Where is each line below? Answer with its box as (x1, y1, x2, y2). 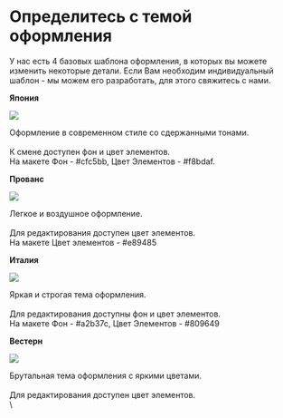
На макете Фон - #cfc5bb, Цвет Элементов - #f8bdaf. (9, 156, 215, 167)
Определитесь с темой (9, 6, 193, 27)
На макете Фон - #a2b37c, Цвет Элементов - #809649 (9, 317, 220, 328)
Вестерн (9, 335, 43, 346)
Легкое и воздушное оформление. (9, 208, 143, 219)
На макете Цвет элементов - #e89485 (9, 237, 156, 248)
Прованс (9, 173, 45, 184)
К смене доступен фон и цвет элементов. (9, 146, 170, 157)
